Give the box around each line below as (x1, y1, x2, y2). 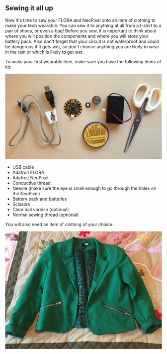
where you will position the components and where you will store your (5, 33, 149, 39)
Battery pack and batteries (12, 196, 67, 202)
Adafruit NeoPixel (12, 175, 49, 181)
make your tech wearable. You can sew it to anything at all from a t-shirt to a (5, 22, 162, 28)
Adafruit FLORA (12, 169, 45, 176)
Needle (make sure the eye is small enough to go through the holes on (12, 185, 157, 191)
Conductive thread (12, 180, 51, 186)
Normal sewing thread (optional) (12, 212, 79, 218)
